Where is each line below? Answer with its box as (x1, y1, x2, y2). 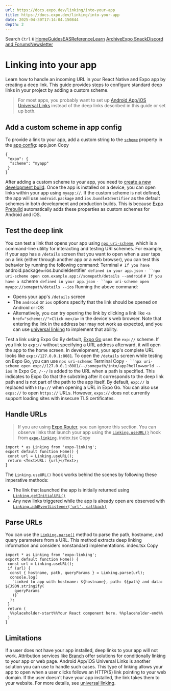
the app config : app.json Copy (5, 142, 69, 148)
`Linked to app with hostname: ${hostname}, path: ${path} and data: (12, 579, 163, 585)
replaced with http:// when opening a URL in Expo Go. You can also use (5, 384, 159, 390)
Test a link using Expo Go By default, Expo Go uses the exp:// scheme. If (5, 336, 159, 342)
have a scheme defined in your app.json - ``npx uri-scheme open (5, 278, 149, 284)
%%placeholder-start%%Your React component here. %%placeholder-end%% (10, 611, 163, 616)
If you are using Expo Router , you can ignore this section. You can (17, 424, 157, 430)
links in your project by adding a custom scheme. (5, 87, 109, 93)
